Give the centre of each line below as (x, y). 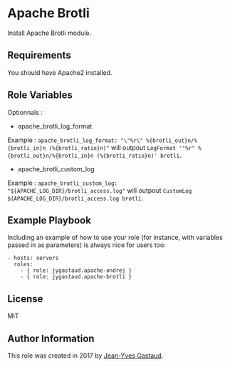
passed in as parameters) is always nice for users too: (87, 245)
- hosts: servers (33, 258)
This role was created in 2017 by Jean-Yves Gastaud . (85, 356)
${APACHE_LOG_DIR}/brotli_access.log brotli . (75, 198)
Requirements (39, 55)
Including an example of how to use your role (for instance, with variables (115, 238)
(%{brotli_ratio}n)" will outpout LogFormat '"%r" (122, 147)
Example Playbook (49, 220)
